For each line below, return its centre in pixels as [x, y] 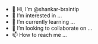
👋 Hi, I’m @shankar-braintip [45, 9]
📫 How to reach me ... [39, 35]
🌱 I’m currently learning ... [43, 22]
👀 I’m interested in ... [37, 15]
